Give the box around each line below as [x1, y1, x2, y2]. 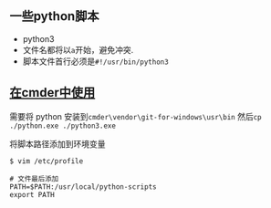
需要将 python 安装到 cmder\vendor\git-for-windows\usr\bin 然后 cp [9, 110, 262, 121]
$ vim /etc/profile [9, 156, 84, 166]
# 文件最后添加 [9, 174, 59, 183]
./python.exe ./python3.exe [9, 121, 117, 130]
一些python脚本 [9, 8, 99, 25]
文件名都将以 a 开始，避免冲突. [22, 44, 134, 55]
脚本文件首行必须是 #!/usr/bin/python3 [22, 56, 169, 67]
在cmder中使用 [9, 85, 96, 100]
